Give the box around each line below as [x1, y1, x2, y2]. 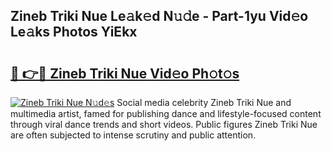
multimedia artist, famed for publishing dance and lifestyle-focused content [10, 108, 322, 119]
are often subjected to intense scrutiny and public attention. [10, 129, 257, 141]
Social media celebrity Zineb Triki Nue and [116, 97, 292, 108]
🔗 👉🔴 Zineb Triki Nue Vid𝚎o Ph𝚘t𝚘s [10, 65, 240, 82]
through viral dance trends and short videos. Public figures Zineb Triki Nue [10, 119, 318, 130]
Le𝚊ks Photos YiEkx [10, 24, 138, 41]
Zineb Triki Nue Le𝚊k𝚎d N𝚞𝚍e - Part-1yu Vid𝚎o [10, 8, 309, 25]
